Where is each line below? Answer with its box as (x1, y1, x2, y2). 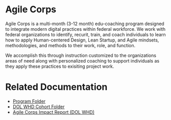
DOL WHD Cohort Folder (12, 104, 65, 110)
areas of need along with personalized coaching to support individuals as (5, 57, 160, 64)
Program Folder (12, 98, 46, 104)
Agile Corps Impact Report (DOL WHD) (12, 109, 95, 115)
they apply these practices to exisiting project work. (5, 63, 114, 69)
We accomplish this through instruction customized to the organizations (5, 52, 157, 58)
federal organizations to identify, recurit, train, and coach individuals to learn (5, 31, 166, 37)
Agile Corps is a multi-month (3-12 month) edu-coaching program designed (5, 21, 164, 27)
